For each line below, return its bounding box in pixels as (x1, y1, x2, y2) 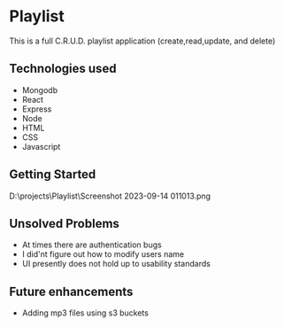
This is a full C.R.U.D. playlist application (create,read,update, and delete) (9, 35, 276, 46)
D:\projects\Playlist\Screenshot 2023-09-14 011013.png (9, 191, 211, 201)
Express (21, 104, 52, 114)
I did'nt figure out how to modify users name (21, 249, 184, 260)
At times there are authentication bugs (21, 239, 162, 250)
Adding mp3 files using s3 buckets (21, 308, 149, 318)
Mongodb (21, 84, 58, 95)
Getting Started (9, 167, 96, 183)
